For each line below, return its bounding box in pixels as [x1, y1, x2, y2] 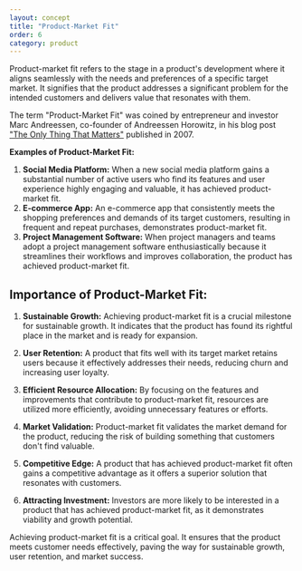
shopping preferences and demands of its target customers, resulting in [22, 212, 291, 223]
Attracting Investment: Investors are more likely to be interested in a [22, 495, 279, 506]
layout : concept [9, 13, 71, 23]
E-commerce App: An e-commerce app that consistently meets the [22, 203, 276, 214]
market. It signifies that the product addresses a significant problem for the [9, 82, 289, 93]
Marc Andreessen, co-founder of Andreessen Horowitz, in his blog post [9, 120, 277, 131]
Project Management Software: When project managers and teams [22, 232, 276, 243]
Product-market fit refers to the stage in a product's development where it [9, 63, 285, 74]
